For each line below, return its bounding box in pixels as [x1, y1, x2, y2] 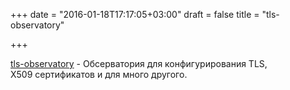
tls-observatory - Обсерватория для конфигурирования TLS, [10, 58, 268, 69]
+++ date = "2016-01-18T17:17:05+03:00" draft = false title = [10, 9, 260, 20]
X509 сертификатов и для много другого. [10, 69, 188, 80]
